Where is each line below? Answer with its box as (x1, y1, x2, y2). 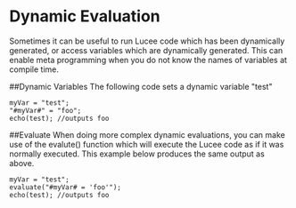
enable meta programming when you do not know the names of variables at (9, 54, 288, 65)
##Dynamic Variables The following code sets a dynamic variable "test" (9, 81, 273, 92)
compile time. (9, 64, 60, 75)
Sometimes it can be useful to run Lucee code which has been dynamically (9, 36, 285, 46)
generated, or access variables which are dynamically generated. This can (9, 44, 284, 55)
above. (9, 157, 35, 168)
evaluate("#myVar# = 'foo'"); (9, 182, 122, 192)
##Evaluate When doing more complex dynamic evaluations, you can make (9, 129, 285, 140)
